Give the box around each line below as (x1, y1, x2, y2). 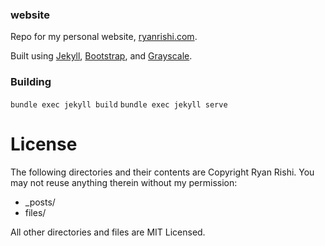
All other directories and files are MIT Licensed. (10, 226, 206, 238)
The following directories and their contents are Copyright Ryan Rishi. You (10, 166, 315, 178)
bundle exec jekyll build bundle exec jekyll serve (10, 99, 228, 110)
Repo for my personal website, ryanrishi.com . (10, 31, 198, 43)
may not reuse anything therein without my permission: (10, 176, 238, 188)
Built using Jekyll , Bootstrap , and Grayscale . (10, 50, 193, 62)
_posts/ (24, 196, 56, 208)
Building (10, 75, 52, 89)
